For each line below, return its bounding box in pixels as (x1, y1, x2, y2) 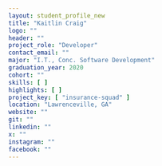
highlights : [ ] (8, 85, 62, 94)
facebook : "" (8, 145, 52, 153)
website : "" (8, 109, 48, 117)
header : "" (8, 34, 45, 42)
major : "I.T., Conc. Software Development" (8, 57, 156, 65)
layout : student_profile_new (8, 11, 105, 20)
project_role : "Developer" (8, 41, 98, 49)
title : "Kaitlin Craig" (8, 19, 88, 27)
